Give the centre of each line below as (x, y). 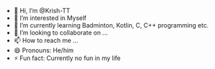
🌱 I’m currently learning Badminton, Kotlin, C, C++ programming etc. (111, 25)
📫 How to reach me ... (46, 40)
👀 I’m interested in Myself (50, 18)
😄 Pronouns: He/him (44, 50)
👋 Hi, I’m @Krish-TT (42, 11)
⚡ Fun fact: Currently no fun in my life (67, 58)
